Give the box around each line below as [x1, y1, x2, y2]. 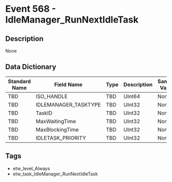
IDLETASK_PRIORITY [35, 134, 86, 141]
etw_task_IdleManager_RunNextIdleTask [12, 171, 98, 177]
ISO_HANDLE [35, 93, 68, 100]
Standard [8, 78, 31, 85]
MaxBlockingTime [35, 126, 79, 133]
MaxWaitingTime [35, 118, 76, 125]
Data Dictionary [5, 62, 56, 72]
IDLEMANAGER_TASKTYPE [35, 101, 101, 108]
